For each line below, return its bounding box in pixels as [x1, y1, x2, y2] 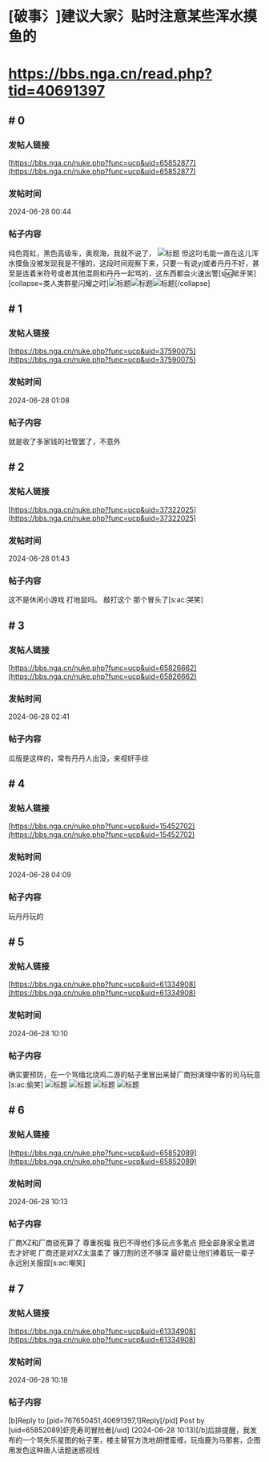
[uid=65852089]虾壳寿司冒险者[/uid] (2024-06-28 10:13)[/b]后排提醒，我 [8, 1425, 251, 1435]
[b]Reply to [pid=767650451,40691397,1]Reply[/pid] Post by [8, 1415, 205, 1425]
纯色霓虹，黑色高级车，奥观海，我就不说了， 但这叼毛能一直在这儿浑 [8, 248, 259, 258]
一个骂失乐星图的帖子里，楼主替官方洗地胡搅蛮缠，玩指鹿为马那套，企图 [22, 1435, 261, 1444]
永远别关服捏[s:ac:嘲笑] [8, 1258, 86, 1268]
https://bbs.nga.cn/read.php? [8, 65, 213, 83]
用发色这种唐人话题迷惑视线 [8, 1445, 100, 1455]
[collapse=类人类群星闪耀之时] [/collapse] [8, 278, 211, 288]
